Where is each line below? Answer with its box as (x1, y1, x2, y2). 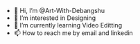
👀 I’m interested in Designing (13, 14, 96, 22)
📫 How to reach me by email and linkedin (13, 29, 133, 37)
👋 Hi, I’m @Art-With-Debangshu (13, 7, 105, 14)
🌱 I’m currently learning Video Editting (13, 21, 123, 29)
